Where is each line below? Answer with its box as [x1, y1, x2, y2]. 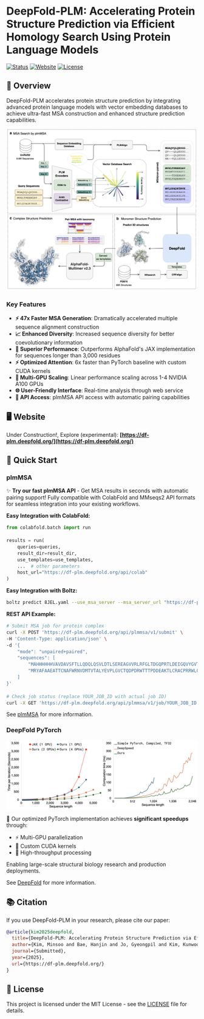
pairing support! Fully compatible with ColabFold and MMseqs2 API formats [6, 494, 195, 501]
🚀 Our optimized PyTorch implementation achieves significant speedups [6, 815, 189, 822]
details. [6, 1007, 25, 1014]
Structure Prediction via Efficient [6, 17, 175, 31]
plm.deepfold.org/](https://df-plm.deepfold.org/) [6, 437, 134, 445]
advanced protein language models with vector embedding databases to [6, 103, 188, 111]
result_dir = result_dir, [17, 550, 78, 557]
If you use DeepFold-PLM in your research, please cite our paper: [6, 916, 170, 924]
